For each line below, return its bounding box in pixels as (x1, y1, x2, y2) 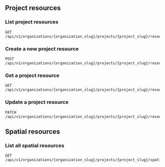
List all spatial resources (5, 142, 65, 149)
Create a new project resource (5, 45, 79, 52)
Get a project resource (5, 72, 60, 79)
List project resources (5, 19, 59, 25)
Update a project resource (5, 99, 69, 106)
